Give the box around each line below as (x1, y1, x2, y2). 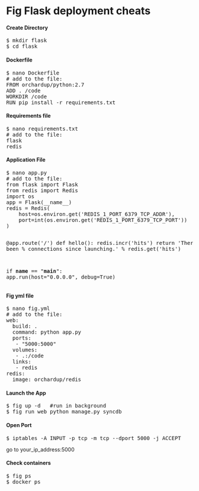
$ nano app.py (6, 170, 47, 176)
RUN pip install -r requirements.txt (6, 99, 116, 106)
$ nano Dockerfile (6, 69, 60, 76)
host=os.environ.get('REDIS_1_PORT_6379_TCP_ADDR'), (18, 211, 175, 217)
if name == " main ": (6, 268, 63, 274)
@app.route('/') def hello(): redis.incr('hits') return (6, 240, 175, 246)
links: (12, 358, 31, 365)
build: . (12, 323, 38, 330)
